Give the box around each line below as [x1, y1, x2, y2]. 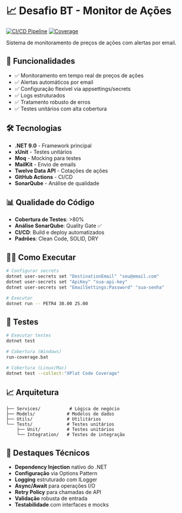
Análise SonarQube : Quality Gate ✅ [14, 222, 102, 230]
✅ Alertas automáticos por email [14, 79, 94, 86]
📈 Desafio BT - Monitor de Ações [6, 4, 172, 18]
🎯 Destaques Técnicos [6, 447, 90, 458]
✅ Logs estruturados [14, 92, 65, 99]
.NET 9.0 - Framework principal [14, 142, 92, 149]
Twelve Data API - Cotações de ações [14, 167, 108, 174]
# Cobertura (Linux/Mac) [6, 365, 67, 371]
